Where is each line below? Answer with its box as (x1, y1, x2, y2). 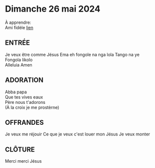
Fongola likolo (5, 57, 33, 63)
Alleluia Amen (5, 62, 32, 67)
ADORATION (5, 76, 43, 84)
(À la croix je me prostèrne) (5, 104, 59, 110)
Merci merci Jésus (5, 158, 42, 164)
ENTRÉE (5, 39, 30, 47)
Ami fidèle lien (5, 24, 34, 30)
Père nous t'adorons (5, 99, 46, 105)
